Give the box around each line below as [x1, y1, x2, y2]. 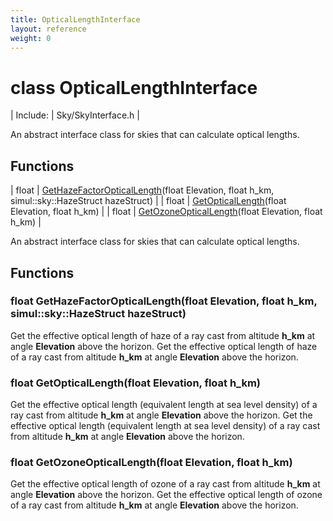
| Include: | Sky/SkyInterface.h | [10, 109, 140, 121]
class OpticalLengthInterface [10, 76, 258, 99]
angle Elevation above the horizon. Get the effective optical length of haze [10, 340, 318, 352]
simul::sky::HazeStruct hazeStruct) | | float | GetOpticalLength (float [10, 195, 287, 207]
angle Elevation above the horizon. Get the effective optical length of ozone [10, 489, 323, 501]
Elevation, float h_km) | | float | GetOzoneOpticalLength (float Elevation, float [10, 206, 323, 218]
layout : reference [10, 24, 87, 34]
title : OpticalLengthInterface [10, 14, 141, 25]
